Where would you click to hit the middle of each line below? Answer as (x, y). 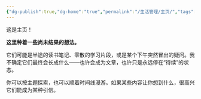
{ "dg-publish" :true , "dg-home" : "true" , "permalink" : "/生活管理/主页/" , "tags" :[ (103, 12)
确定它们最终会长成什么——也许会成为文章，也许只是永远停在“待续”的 (98, 62)
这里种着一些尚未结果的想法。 (43, 42)
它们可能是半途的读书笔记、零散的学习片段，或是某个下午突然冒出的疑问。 (98, 55)
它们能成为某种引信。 (32, 89)
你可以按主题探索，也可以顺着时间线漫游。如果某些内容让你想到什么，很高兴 (100, 82)
